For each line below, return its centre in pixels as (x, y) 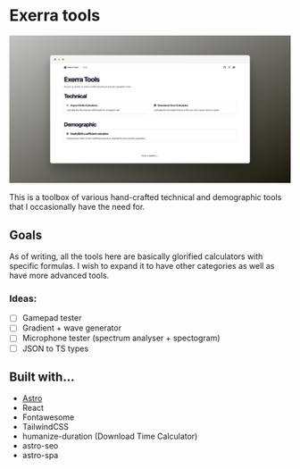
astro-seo (40, 446)
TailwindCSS (46, 427)
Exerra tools (55, 16)
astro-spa (40, 456)
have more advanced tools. (59, 276)
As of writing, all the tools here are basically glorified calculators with (136, 256)
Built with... (42, 377)
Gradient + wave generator (72, 328)
